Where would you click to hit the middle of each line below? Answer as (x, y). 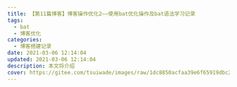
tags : (15, 20)
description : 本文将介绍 (41, 66)
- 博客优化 (28, 33)
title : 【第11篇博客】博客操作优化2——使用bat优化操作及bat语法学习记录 (102, 14)
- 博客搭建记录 (33, 46)
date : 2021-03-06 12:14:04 (47, 53)
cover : (17, 72)
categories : (25, 40)
